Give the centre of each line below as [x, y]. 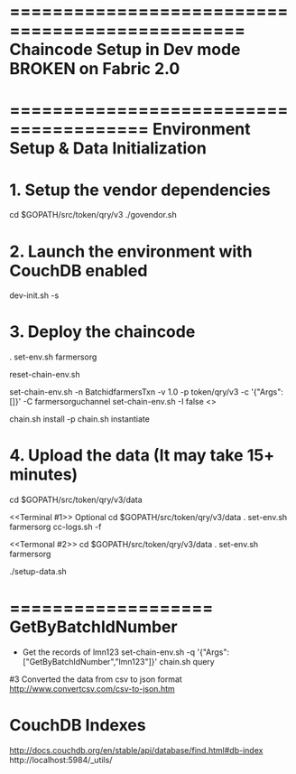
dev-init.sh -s [34, 295]
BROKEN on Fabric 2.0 [95, 69]
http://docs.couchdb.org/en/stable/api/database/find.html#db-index [136, 750]
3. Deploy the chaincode [102, 332]
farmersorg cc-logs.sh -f [55, 527]
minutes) [44, 475]
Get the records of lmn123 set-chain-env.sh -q [109, 652]
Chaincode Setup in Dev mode [125, 50]
